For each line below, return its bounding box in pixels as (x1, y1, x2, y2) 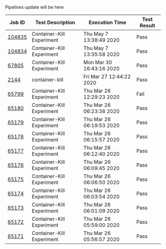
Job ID (9, 19, 25, 26)
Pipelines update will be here (5, 4, 64, 10)
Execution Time (88, 19, 126, 26)
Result (139, 22, 156, 29)
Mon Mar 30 (83, 59, 112, 66)
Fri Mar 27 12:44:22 (83, 73, 131, 80)
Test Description (35, 19, 76, 26)
